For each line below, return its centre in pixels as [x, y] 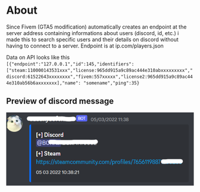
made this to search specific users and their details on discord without [92, 39]
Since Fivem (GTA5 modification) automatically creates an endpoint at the [96, 27]
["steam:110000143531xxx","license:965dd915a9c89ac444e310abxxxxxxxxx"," [100, 70]
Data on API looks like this [38, 57]
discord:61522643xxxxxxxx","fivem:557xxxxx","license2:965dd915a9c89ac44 [100, 77]
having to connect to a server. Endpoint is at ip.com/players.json [85, 46]
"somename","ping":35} [111, 83]
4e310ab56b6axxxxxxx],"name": [44, 83]
